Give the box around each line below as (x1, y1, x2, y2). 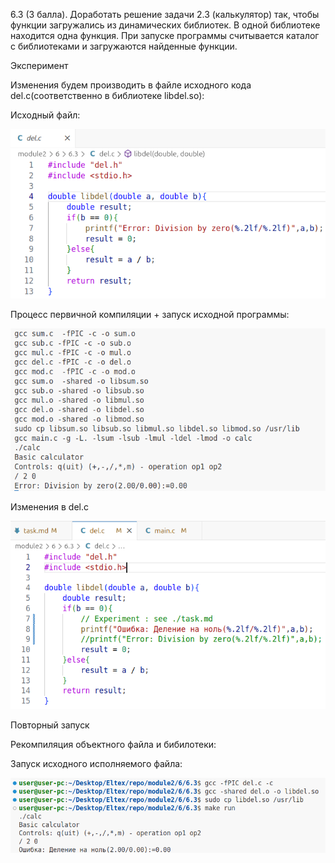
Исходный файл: (10, 109, 81, 121)
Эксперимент (10, 60, 69, 71)
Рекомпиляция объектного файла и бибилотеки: (10, 738, 217, 750)
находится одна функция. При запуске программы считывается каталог (10, 30, 320, 41)
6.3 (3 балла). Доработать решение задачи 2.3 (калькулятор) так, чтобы (10, 9, 320, 20)
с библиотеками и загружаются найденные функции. (10, 40, 238, 52)
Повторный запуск (10, 719, 90, 731)
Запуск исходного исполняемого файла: (10, 757, 183, 769)
